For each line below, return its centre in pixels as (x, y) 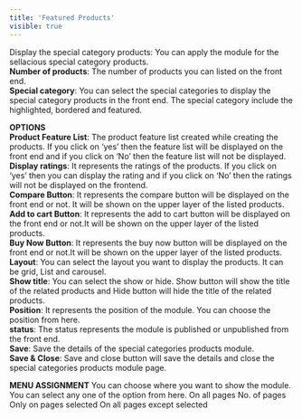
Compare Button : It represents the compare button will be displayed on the (149, 195)
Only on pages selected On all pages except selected (109, 405)
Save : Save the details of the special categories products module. (132, 348)
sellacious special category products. (79, 62)
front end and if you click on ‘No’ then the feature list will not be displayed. (148, 156)
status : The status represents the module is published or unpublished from (149, 329)
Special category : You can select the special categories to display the (140, 90)
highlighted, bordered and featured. (76, 110)
